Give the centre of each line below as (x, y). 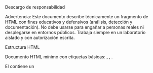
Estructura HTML (22, 47)
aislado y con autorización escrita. (40, 37)
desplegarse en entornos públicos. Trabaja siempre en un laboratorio (75, 32)
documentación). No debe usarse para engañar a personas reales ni (75, 27)
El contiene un (20, 66)
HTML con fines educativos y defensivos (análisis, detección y (69, 22)
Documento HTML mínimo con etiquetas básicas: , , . (59, 57)
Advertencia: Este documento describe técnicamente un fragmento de (77, 17)
